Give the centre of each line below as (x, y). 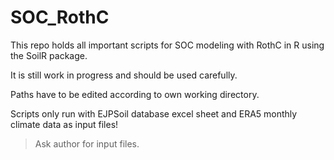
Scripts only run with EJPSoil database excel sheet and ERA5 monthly (154, 113)
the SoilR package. (49, 55)
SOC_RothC (60, 17)
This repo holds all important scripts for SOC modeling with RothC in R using (167, 45)
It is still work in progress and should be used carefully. (124, 75)
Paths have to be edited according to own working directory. (135, 94)
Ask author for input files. (87, 143)
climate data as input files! (64, 124)
